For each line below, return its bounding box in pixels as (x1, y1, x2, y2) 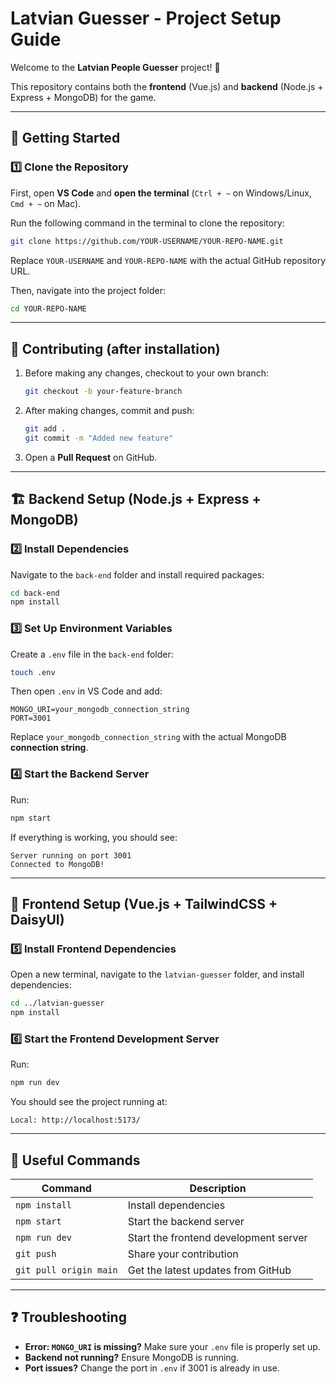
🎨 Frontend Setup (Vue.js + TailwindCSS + (10, 895, 278, 912)
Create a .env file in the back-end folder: (10, 648, 174, 660)
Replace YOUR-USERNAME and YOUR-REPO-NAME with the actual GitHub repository (10, 254, 326, 266)
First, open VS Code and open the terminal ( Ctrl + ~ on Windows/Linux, (10, 187, 312, 199)
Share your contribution (127, 1247, 239, 1261)
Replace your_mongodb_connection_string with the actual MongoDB (10, 731, 287, 743)
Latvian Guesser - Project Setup (10, 7, 282, 30)
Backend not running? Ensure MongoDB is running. (24, 1351, 240, 1363)
